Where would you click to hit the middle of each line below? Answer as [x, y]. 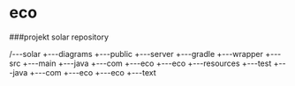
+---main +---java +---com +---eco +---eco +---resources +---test [147, 63]
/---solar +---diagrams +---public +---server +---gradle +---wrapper [136, 54]
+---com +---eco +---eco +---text [93, 72]
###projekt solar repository [59, 37]
